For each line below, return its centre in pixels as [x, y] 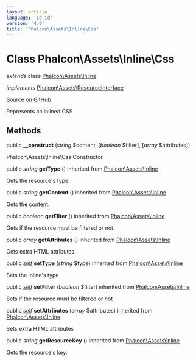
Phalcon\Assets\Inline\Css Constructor [55, 157]
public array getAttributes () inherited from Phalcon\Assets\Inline [88, 240]
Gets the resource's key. [37, 352]
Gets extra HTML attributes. [41, 251]
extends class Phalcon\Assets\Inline [51, 76]
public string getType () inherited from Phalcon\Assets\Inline [82, 169]
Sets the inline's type [33, 275]
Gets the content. [28, 204]
